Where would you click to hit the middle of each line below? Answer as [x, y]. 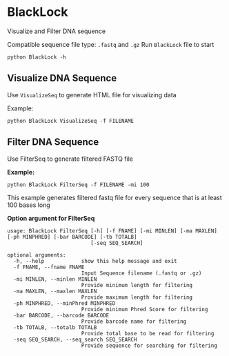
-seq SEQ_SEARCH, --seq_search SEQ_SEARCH [75, 339]
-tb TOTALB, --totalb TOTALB [55, 327]
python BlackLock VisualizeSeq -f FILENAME [71, 121]
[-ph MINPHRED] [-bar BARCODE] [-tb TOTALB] [72, 237]
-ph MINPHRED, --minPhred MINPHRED [64, 303]
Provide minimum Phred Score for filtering [145, 309]
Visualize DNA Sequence [62, 78]
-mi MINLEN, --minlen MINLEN [55, 279]
